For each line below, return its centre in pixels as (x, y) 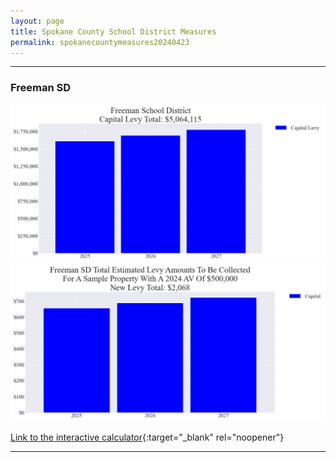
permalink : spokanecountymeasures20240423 (100, 42)
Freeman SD (41, 88)
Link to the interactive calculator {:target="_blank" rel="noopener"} (147, 437)
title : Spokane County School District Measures (113, 31)
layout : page (37, 21)
